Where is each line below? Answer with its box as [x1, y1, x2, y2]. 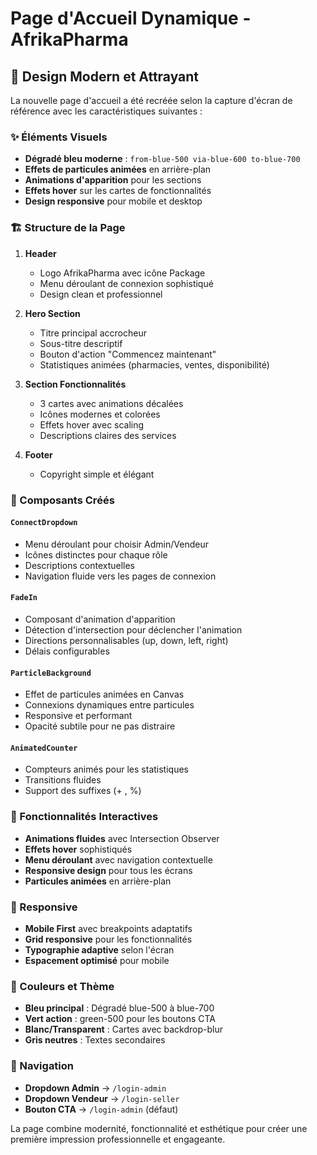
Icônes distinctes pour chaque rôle [24, 548, 168, 561]
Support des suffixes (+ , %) [24, 785, 142, 797]
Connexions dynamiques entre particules [24, 699, 195, 711]
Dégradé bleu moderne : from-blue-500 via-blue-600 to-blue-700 [24, 153, 301, 165]
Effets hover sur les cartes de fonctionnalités [24, 185, 212, 197]
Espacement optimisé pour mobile [24, 954, 170, 966]
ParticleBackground [10, 668, 92, 678]
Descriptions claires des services [39, 429, 177, 441]
